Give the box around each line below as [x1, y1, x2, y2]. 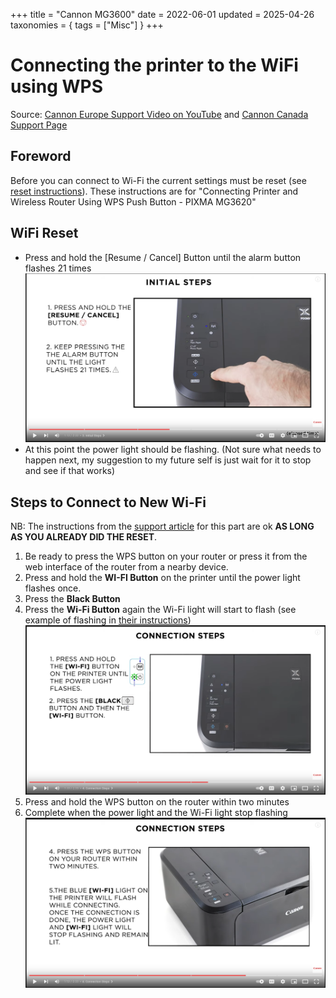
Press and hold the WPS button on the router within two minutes [24, 796, 290, 808]
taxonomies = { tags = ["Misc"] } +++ [10, 19, 164, 31]
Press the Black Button [24, 592, 121, 604]
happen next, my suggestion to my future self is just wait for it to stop [24, 454, 312, 466]
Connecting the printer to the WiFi [10, 54, 299, 77]
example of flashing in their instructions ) [24, 614, 192, 626]
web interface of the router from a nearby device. [24, 560, 229, 573]
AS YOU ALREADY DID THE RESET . [10, 530, 158, 543]
